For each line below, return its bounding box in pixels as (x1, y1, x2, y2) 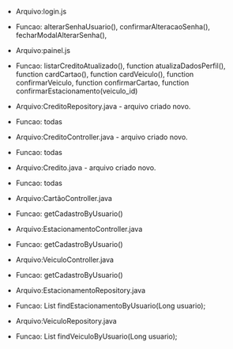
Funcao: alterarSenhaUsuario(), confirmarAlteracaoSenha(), (15, 22, 211, 31)
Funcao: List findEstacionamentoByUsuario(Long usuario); (15, 301, 206, 310)
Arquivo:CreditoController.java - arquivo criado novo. (15, 132, 188, 142)
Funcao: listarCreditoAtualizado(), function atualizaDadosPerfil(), (15, 61, 227, 70)
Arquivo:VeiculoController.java (15, 255, 115, 264)
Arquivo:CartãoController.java (15, 194, 113, 203)
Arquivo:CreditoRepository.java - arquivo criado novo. (15, 102, 191, 111)
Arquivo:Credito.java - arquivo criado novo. (15, 163, 156, 173)
